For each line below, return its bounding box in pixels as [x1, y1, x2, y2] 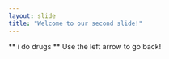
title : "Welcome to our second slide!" [8, 19, 143, 27]
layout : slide [8, 11, 57, 20]
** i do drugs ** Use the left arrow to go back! [8, 41, 162, 51]
